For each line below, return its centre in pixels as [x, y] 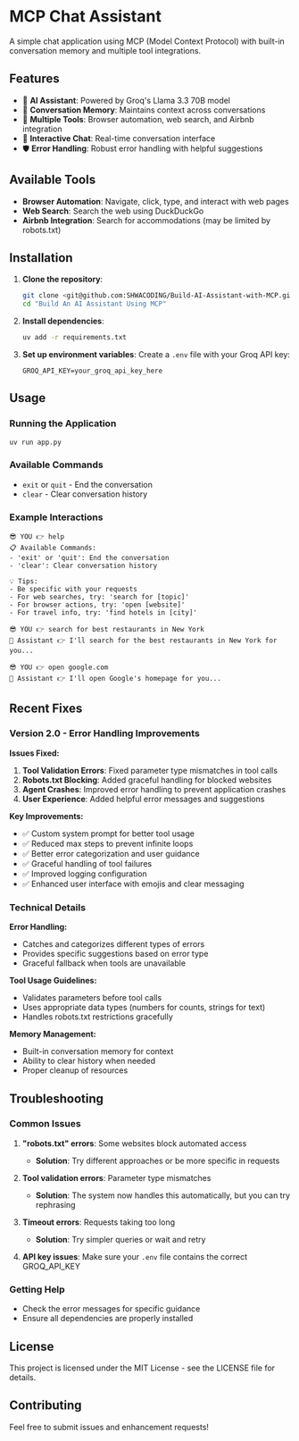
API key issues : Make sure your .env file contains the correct [135, 1256]
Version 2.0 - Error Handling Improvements [105, 733]
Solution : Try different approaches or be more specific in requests [158, 1160]
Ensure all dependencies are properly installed [108, 1319]
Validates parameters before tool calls [92, 998]
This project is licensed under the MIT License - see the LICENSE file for [142, 1368]
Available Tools [53, 180]
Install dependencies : [63, 321]
